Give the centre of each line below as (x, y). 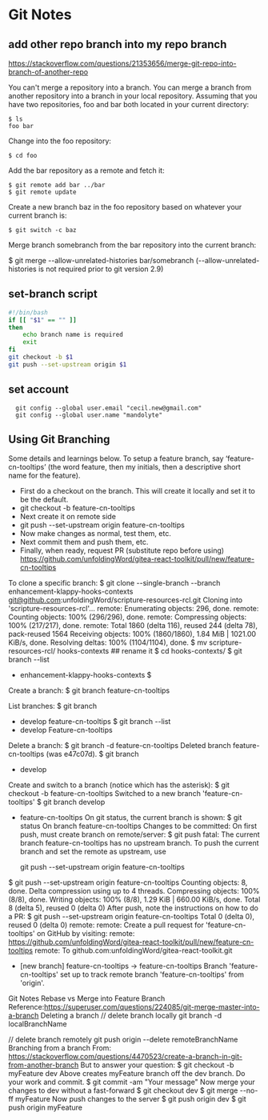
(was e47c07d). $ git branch (92, 754)
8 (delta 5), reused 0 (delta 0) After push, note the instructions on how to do (133, 908)
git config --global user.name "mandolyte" (89, 415)
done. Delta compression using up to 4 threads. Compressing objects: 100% (134, 891)
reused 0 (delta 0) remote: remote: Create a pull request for (106, 925)
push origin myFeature (45, 1108)
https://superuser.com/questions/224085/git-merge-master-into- (152, 1007)
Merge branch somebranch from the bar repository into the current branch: (132, 245)
